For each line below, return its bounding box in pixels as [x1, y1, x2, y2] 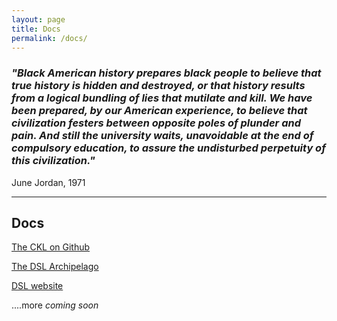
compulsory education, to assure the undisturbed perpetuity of [11, 141, 326, 155]
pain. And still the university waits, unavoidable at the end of [11, 129, 314, 143]
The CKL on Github [11, 241, 91, 253]
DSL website [11, 280, 64, 292]
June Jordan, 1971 [11, 176, 86, 188]
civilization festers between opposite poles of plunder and [11, 116, 301, 130]
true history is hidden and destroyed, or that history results [11, 79, 306, 93]
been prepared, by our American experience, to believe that [11, 104, 308, 118]
